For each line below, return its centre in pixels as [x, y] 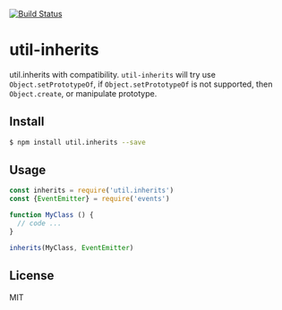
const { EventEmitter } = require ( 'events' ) [90, 199]
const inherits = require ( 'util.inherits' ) [92, 191]
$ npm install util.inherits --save [77, 142]
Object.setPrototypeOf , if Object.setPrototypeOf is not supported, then [141, 84]
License [32, 276]
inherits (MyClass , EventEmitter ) [72, 247]
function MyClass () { [51, 215]
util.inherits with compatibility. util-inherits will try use [113, 74]
